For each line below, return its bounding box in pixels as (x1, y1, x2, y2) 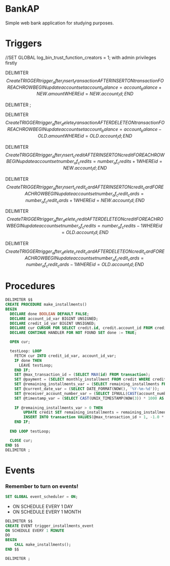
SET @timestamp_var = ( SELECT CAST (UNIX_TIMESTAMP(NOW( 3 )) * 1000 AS (14, 395, 164, 401)
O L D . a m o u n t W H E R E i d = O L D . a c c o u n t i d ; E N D (37, 132, 133, 140)
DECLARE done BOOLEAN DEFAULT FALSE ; (10, 311, 90, 316)
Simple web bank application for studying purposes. (5, 20, 114, 26)
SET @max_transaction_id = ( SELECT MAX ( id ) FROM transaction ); (14, 372, 151, 377)
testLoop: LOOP (10, 349, 42, 354)
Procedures (5, 280, 56, 292)
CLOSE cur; (10, 438, 33, 443)
